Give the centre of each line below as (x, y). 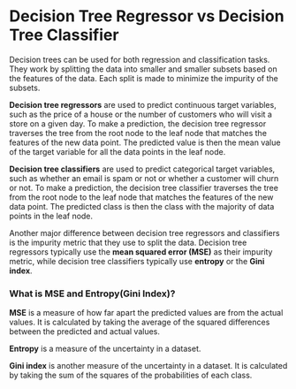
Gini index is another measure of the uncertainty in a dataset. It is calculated (148, 366)
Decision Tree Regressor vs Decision (147, 16)
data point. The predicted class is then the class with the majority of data (142, 206)
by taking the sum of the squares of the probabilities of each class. (131, 375)
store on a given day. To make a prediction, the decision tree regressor (138, 123)
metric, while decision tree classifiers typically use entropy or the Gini (137, 261)
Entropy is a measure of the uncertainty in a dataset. (105, 349)
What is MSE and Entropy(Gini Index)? (92, 294)
